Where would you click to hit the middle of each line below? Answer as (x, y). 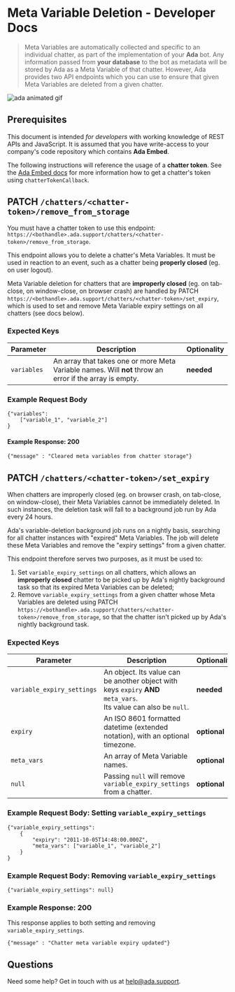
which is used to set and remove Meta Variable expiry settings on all (106, 305)
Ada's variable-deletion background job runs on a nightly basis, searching (114, 531)
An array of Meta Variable (145, 756)
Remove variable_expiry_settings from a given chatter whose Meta (116, 595)
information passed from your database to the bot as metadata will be (126, 62)
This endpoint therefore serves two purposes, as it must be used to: (105, 559)
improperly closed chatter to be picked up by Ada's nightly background (121, 580)
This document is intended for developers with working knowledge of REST (116, 136)
